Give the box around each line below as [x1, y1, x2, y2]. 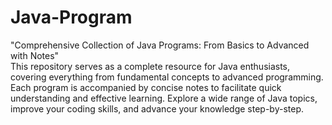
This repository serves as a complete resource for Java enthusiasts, [10, 60, 291, 72]
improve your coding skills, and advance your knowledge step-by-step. [10, 102, 304, 115]
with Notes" [10, 49, 60, 61]
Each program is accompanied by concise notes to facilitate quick [10, 81, 282, 93]
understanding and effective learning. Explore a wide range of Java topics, [10, 92, 318, 104]
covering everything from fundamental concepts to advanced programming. [10, 71, 324, 83]
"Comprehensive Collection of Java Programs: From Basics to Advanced [10, 39, 310, 51]
